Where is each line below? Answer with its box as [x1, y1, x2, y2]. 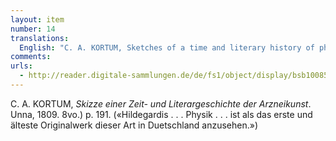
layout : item [10, 14, 65, 25]
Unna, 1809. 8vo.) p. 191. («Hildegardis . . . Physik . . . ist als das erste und [10, 108, 313, 120]
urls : [10, 61, 33, 71]
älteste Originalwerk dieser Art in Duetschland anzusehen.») [10, 119, 259, 131]
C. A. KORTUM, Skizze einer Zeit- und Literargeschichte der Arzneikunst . [10, 97, 312, 110]
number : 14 [10, 24, 56, 34]
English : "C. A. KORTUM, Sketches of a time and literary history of [19, 42, 315, 53]
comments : [10, 52, 52, 62]
